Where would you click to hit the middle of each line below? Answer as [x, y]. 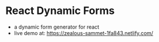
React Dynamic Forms [60, 11]
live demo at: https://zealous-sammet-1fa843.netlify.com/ [84, 33]
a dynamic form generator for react [57, 27]
